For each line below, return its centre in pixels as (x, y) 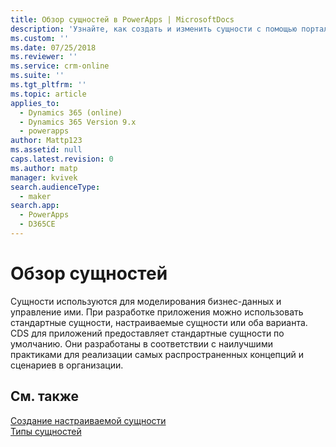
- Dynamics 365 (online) (71, 112)
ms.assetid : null (46, 150)
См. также (45, 396)
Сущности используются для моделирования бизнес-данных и (146, 301)
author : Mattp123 (46, 141)
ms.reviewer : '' (44, 57)
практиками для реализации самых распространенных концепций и (157, 354)
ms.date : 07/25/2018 (53, 47)
